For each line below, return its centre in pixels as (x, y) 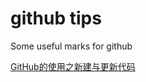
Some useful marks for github (71, 46)
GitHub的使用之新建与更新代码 (73, 66)
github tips (56, 18)
